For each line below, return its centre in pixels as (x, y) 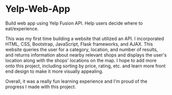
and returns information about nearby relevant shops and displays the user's (86, 55)
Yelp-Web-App (38, 9)
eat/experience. (22, 28)
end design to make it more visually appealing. (54, 71)
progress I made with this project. (41, 87)
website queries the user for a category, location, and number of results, (82, 49)
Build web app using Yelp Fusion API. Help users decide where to (74, 23)
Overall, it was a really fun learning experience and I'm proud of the (76, 81)
